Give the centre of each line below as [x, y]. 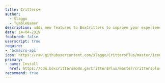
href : [15, 69]
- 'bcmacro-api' [22, 50]
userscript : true [23, 41]
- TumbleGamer [24, 23]
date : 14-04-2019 [23, 32]
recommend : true [22, 73]
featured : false [22, 37]
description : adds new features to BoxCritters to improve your [72, 28]
